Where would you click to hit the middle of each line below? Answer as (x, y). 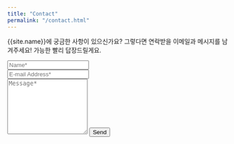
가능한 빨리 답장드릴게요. (68, 50)
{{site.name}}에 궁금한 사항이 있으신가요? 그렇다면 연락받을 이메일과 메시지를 (114, 41)
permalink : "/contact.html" (49, 20)
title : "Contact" (33, 14)
